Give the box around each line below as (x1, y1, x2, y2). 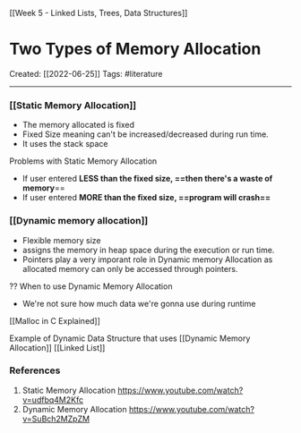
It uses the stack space (21, 139, 109, 149)
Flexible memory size (21, 234, 101, 245)
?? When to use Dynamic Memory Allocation (9, 281, 173, 292)
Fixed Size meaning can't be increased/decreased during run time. (21, 129, 269, 140)
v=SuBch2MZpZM (21, 413, 90, 424)
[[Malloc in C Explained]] (9, 315, 101, 326)
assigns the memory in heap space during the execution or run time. (21, 244, 275, 255)
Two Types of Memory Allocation (9, 39, 262, 59)
